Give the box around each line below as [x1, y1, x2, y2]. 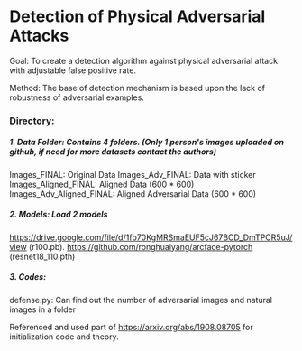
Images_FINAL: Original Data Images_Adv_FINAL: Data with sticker [9, 169, 257, 180]
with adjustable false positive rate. [9, 65, 137, 76]
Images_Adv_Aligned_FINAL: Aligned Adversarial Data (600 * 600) [9, 188, 257, 199]
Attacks [9, 25, 69, 46]
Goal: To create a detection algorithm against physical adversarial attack [9, 55, 278, 66]
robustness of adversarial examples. [9, 92, 144, 103]
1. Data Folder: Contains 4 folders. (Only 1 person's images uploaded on [9, 137, 284, 148]
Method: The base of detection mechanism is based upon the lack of [9, 82, 266, 93]
